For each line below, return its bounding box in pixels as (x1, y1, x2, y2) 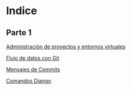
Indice (6, 4, 37, 18)
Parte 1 (6, 28, 32, 38)
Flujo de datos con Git (6, 55, 60, 61)
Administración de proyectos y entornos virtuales (6, 43, 126, 50)
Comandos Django (6, 78, 51, 84)
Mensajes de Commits (6, 66, 61, 73)
